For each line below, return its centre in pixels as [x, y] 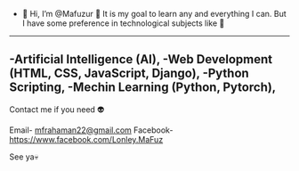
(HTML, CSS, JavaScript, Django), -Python [129, 73]
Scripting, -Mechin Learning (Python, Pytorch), [143, 88]
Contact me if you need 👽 [57, 109]
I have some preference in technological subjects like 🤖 [123, 23]
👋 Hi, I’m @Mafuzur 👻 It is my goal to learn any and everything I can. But [154, 14]
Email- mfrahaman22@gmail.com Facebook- [91, 130]
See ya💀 [24, 157]
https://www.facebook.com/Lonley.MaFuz [86, 139]
